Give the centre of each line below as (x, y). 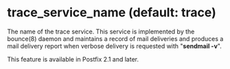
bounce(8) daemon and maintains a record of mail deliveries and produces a (115, 38)
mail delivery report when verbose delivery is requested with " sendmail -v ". (114, 46)
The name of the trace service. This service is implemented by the (101, 31)
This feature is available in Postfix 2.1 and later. (73, 59)
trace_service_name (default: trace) (112, 13)
